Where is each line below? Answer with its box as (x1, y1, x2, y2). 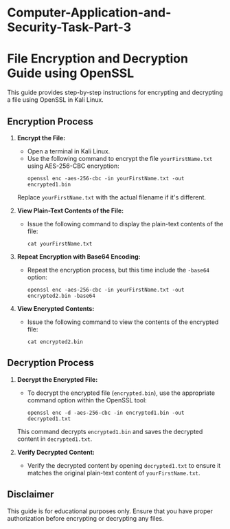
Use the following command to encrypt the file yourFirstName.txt (27, 154, 213, 162)
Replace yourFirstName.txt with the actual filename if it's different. (16, 193, 207, 201)
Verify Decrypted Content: (16, 448, 95, 456)
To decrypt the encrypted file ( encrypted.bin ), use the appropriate (27, 389, 215, 397)
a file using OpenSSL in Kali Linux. (7, 96, 104, 104)
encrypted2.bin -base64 (27, 292, 96, 299)
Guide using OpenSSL (7, 65, 135, 81)
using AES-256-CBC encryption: (27, 162, 120, 170)
